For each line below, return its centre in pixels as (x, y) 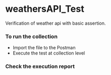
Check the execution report (40, 66)
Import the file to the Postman (44, 48)
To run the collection (31, 36)
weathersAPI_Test (45, 9)
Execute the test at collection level (49, 53)
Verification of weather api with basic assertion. (55, 23)
